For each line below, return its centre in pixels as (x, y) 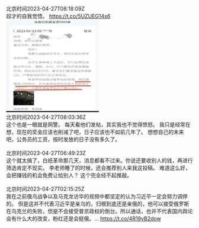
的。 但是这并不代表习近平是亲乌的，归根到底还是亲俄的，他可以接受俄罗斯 (98, 204)
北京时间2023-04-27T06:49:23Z (46, 153)
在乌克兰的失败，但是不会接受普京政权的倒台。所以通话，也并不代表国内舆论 (99, 211)
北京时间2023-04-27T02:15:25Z (45, 189)
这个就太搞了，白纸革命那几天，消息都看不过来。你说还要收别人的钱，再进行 (99, 160)
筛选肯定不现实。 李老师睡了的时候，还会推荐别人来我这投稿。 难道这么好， (98, 168)
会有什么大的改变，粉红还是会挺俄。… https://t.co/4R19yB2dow (84, 219)
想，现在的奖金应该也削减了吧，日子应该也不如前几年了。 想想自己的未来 (95, 132)
